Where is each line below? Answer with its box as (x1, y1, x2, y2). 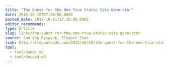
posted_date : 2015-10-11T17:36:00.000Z (5, 17, 89, 22)
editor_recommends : (5, 21, 46, 27)
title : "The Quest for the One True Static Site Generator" (5, 7, 134, 13)
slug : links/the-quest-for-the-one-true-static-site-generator (5, 31, 141, 36)
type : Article (5, 26, 35, 31)
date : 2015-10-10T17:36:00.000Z (5, 12, 73, 17)
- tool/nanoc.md (10, 49, 44, 54)
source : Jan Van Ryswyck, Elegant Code (5, 36, 89, 41)
